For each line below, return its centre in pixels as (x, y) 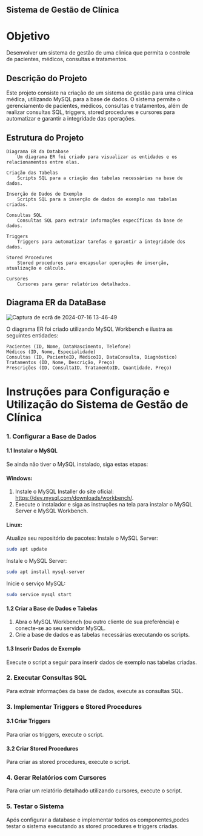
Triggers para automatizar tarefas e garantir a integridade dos (101, 242)
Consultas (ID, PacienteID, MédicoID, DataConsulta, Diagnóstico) (92, 357)
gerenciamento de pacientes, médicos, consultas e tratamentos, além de (97, 106)
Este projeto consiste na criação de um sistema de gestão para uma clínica (100, 93)
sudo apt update (27, 549)
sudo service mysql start (39, 595)
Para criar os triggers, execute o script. (55, 734)
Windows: (19, 478)
